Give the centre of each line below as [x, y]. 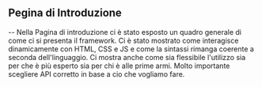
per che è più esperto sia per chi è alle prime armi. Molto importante [119, 66]
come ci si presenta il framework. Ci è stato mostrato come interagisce [123, 40]
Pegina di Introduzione [65, 13]
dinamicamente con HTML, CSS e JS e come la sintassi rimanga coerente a [131, 49]
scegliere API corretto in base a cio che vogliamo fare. [97, 74]
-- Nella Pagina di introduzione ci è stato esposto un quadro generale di [125, 32]
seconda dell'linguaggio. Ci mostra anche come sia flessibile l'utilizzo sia [127, 57]
